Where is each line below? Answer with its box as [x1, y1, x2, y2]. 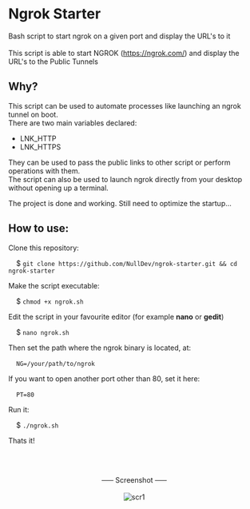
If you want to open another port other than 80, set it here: [8, 373, 200, 384]
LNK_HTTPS [19, 141, 62, 152]
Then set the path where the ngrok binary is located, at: [8, 343, 192, 352]
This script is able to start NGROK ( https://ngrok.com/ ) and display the [8, 48, 240, 58]
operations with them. [8, 165, 81, 176]
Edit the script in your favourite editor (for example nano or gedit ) [8, 312, 224, 321]
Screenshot [115, 475, 153, 484]
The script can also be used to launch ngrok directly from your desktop [8, 174, 243, 184]
